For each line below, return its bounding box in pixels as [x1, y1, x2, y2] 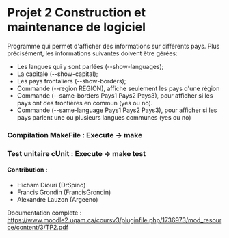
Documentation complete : [7, 209, 82, 217]
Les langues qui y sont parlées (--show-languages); [16, 62, 164, 70]
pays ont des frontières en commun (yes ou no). [16, 98, 153, 107]
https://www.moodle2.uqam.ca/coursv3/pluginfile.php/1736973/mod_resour [7, 215, 222, 224]
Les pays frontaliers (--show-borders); [16, 77, 126, 85]
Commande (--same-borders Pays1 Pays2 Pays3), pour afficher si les [16, 91, 213, 100]
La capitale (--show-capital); [16, 70, 98, 78]
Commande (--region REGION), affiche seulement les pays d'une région [16, 84, 220, 92]
